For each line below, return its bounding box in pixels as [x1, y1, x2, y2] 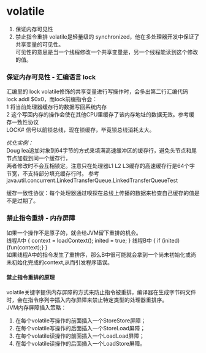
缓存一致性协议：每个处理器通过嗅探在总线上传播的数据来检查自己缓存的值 [6, 189, 194, 197]
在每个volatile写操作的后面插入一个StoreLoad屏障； [15, 324, 146, 332]
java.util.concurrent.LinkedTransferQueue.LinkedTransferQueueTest [6, 176, 178, 184]
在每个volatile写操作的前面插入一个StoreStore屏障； [15, 317, 147, 324]
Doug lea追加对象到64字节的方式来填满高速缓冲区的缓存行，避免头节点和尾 [6, 147, 197, 154]
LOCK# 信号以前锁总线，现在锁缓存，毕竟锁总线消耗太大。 [6, 126, 155, 134]
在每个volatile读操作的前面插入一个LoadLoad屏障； [15, 332, 145, 340]
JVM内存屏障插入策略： [6, 303, 67, 311]
